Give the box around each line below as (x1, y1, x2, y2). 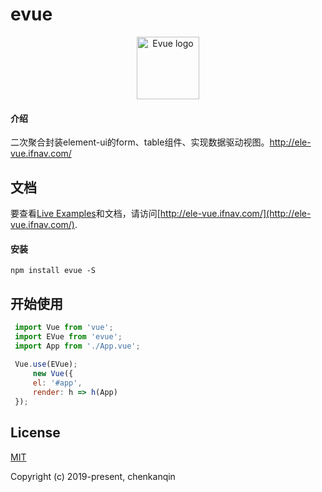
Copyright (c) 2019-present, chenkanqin (10, 470, 176, 482)
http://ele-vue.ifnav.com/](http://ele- (159, 207, 312, 219)
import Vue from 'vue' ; (14, 322, 114, 332)
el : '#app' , (32, 378, 83, 388)
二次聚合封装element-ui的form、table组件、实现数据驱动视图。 (10, 136, 270, 148)
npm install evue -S (10, 266, 97, 276)
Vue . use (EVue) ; (14, 359, 78, 370)
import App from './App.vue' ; (14, 341, 141, 351)
